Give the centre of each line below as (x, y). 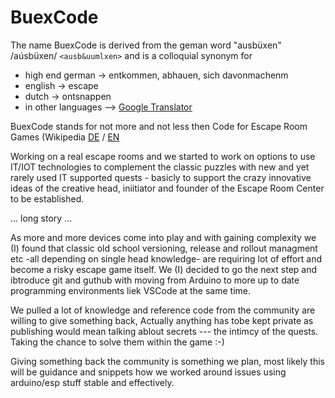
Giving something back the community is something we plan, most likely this (167, 361)
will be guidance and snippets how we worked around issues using (148, 372)
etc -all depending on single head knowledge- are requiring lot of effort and (166, 258)
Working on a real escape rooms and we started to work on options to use (163, 156)
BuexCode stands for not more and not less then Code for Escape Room (159, 126)
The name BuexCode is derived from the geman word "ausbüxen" (146, 45)
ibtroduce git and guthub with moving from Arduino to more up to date (155, 280)
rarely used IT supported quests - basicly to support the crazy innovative (161, 177)
